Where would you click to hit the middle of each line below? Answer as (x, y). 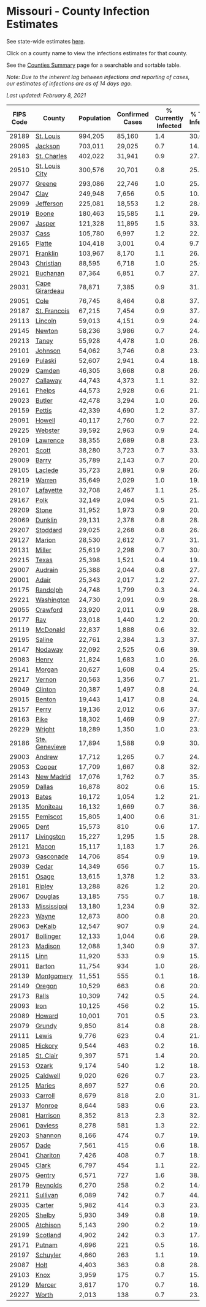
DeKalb (46, 926)
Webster (48, 430)
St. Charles (51, 156)
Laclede (47, 470)
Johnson (48, 351)
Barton (45, 966)
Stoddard (49, 530)
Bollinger (48, 936)
